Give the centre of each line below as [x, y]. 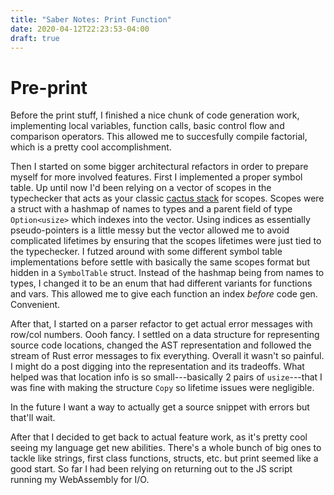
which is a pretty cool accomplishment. [91, 147]
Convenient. [35, 305]
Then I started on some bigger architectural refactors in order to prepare [159, 167]
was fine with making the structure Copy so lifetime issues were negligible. [162, 388]
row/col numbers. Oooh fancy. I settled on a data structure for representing [165, 335]
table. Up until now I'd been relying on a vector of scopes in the [141, 188]
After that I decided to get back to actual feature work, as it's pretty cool [159, 437]
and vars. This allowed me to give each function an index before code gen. [164, 294]
